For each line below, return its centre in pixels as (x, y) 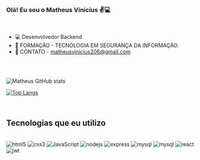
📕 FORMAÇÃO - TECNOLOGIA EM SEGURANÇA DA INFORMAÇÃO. (97, 46)
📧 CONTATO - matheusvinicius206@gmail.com (73, 52)
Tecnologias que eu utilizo (56, 123)
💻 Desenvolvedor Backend (48, 37)
